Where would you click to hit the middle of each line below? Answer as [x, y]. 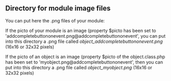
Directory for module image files [58, 8]
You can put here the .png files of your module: [55, 20]
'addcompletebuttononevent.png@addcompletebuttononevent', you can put [85, 36]
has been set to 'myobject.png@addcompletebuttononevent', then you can [84, 62]
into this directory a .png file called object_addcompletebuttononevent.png [84, 41]
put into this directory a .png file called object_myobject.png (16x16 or [79, 67]
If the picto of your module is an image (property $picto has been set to [81, 31]
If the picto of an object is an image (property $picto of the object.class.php [85, 57]
